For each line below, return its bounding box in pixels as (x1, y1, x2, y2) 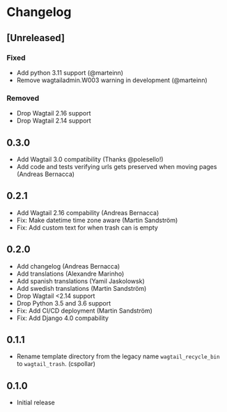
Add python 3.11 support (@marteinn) (16, 68, 123, 77)
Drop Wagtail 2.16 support (16, 109, 91, 118)
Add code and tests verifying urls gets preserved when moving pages (16, 162, 217, 171)
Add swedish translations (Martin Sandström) (16, 284, 147, 292)
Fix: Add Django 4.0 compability (16, 314, 109, 322)
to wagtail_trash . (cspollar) (16, 360, 95, 368)
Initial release (16, 398, 55, 407)
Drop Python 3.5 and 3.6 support (16, 299, 111, 307)
